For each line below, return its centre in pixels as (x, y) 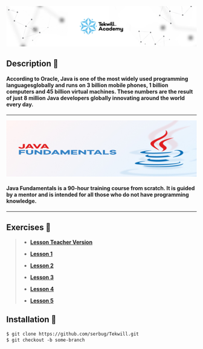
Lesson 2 (42, 265)
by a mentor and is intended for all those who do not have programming (98, 195)
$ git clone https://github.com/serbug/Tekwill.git (72, 334)
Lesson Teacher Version (61, 242)
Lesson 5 (42, 300)
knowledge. (21, 201)
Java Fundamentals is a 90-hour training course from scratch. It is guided (101, 188)
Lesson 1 (41, 254)
